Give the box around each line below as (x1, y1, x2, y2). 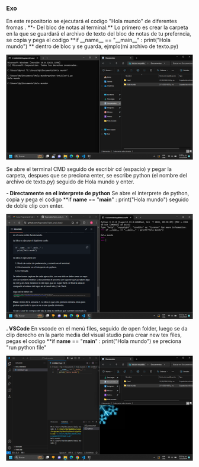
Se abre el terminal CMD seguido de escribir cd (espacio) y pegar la (6, 166, 172, 173)
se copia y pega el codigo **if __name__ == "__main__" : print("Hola (6, 37, 171, 44)
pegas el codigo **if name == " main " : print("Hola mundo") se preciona (6, 338, 182, 345)
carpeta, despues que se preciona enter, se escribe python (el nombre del (6, 172, 188, 179)
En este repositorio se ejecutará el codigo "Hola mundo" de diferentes (6, 18, 178, 25)
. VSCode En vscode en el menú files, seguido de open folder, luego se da (6, 325, 188, 332)
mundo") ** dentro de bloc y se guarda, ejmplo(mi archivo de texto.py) (6, 43, 179, 50)
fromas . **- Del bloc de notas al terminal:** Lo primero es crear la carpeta (6, 24, 188, 31)
